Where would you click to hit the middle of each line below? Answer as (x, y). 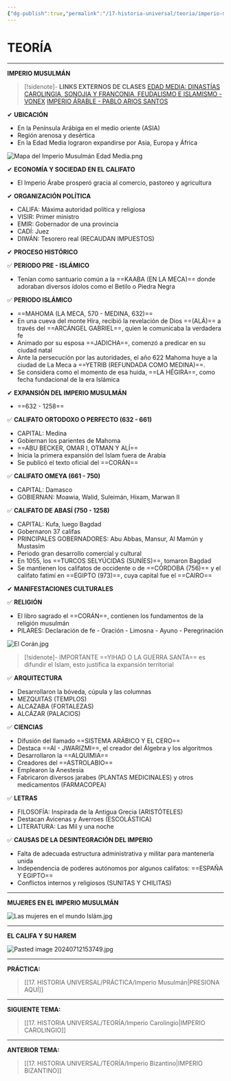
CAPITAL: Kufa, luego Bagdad (59, 524)
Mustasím (31, 546)
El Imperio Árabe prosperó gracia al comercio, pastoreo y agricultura (114, 183)
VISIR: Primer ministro (48, 216)
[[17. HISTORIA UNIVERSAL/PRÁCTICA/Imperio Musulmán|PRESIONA (122, 982)
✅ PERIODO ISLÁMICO (40, 300)
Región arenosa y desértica (56, 135)
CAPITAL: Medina (42, 433)
